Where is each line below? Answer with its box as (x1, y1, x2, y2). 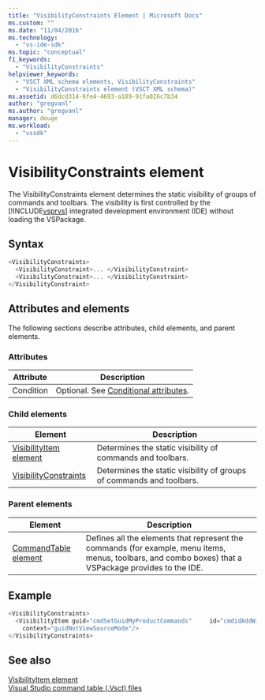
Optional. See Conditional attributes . (55, 385, 190, 396)
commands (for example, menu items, (85, 542, 226, 553)
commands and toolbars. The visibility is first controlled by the (8, 198, 211, 207)
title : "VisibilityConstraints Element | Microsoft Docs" (8, 11, 203, 20)
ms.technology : (8, 33, 58, 42)
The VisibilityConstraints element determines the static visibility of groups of (8, 189, 256, 198)
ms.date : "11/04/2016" (8, 26, 83, 34)
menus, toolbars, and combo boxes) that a (85, 552, 242, 563)
